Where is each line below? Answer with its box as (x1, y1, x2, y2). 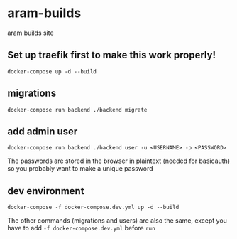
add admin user (7, 125, 78, 137)
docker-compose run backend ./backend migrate (7, 106, 148, 113)
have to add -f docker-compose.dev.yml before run (7, 224, 155, 233)
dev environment (7, 185, 84, 197)
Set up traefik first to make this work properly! (7, 49, 216, 61)
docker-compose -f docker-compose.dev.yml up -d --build (7, 204, 180, 211)
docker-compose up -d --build (7, 68, 97, 75)
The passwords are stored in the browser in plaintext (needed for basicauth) (7, 156, 231, 165)
